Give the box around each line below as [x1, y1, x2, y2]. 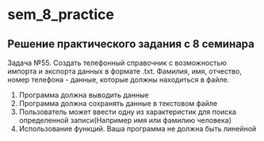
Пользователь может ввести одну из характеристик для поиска [18, 107, 237, 116]
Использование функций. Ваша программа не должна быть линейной [18, 124, 257, 133]
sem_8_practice [7, 6, 114, 24]
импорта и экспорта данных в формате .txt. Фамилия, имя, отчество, [7, 67, 243, 76]
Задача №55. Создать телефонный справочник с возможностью [7, 58, 227, 67]
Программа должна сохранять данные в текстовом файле [18, 99, 218, 108]
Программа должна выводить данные [18, 90, 149, 100]
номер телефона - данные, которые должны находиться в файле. [7, 75, 230, 84]
